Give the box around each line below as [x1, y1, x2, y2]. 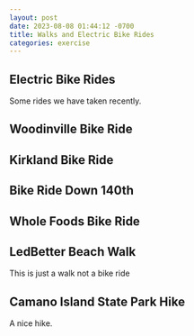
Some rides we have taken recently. [9, 95, 142, 106]
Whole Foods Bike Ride [9, 213, 141, 229]
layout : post [9, 13, 58, 23]
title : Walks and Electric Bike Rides [9, 30, 154, 39]
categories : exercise [9, 38, 91, 48]
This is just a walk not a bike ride [9, 268, 130, 279]
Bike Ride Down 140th [9, 183, 135, 198]
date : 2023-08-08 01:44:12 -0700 [9, 22, 135, 31]
